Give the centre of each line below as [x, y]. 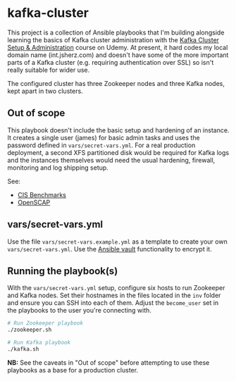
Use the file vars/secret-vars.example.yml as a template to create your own [117, 242]
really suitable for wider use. [49, 70]
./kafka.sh [23, 349]
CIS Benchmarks [42, 194]
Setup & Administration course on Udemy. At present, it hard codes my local [118, 47]
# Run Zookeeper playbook [45, 323]
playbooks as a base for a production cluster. [73, 370]
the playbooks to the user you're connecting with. [79, 311]
